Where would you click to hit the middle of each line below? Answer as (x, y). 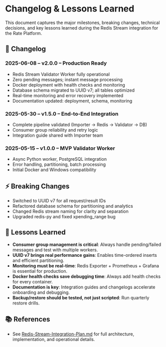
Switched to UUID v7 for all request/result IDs (59, 201)
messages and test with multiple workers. (55, 250)
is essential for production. (40, 271)
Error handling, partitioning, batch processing (59, 164)
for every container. (33, 281)
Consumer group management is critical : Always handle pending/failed (86, 244)
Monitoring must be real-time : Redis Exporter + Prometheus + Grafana (86, 265)
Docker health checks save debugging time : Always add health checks (86, 276)
